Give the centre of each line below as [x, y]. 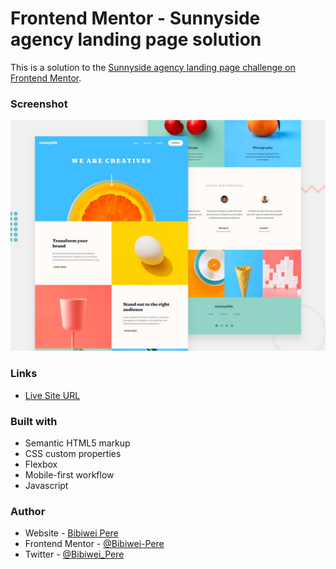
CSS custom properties [73, 453]
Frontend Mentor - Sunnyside [135, 18]
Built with [34, 421]
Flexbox [41, 464]
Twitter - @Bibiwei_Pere [74, 554]
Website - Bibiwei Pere [71, 533]
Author [28, 511]
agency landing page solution [136, 39]
